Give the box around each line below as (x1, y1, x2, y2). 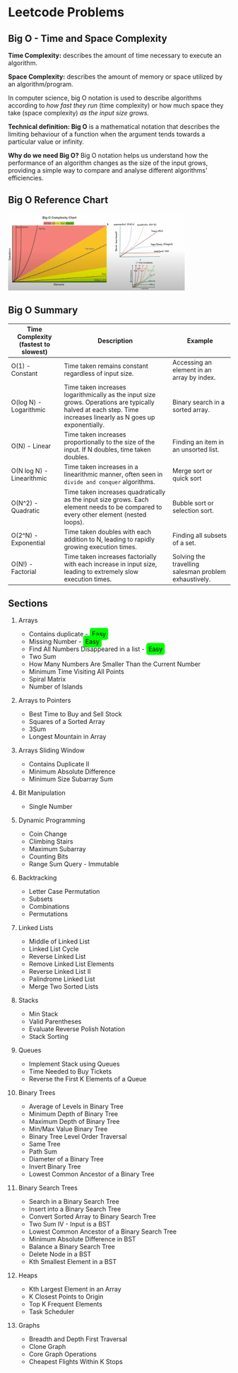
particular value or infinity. (8, 137, 84, 146)
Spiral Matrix (28, 675, 66, 684)
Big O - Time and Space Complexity (8, 33, 168, 45)
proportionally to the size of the (64, 438, 155, 447)
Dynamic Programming (18, 816, 85, 825)
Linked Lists (18, 924, 54, 932)
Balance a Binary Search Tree (28, 1243, 116, 1251)
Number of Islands (28, 682, 83, 691)
